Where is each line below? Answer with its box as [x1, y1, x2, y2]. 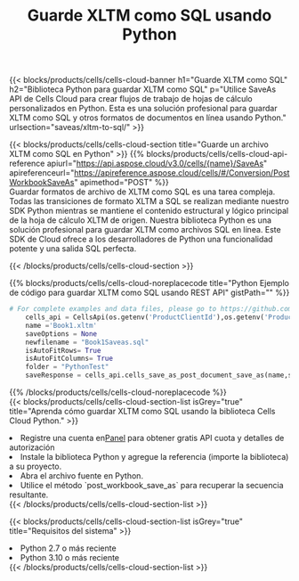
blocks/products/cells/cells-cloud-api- [146, 149, 288, 160]
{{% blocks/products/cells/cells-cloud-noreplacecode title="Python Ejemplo [9, 278, 289, 289]
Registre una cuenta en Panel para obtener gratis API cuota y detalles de [20, 433, 285, 444]
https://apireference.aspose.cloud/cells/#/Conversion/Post [74, 168, 290, 178]
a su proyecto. [9, 461, 62, 472]
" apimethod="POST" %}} [74, 177, 169, 188]
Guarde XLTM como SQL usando [27, 5, 272, 26]
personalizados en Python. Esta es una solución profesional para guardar [9, 103, 278, 114]
